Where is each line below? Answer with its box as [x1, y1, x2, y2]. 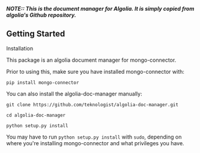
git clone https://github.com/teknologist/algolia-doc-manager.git [6, 101, 179, 107]
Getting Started [6, 29, 65, 39]
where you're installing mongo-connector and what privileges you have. [6, 139, 184, 146]
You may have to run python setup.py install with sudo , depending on [6, 133, 182, 140]
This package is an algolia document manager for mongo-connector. [6, 56, 177, 64]
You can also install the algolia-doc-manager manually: [6, 90, 142, 97]
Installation [6, 44, 34, 52]
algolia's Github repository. [6, 11, 76, 19]
